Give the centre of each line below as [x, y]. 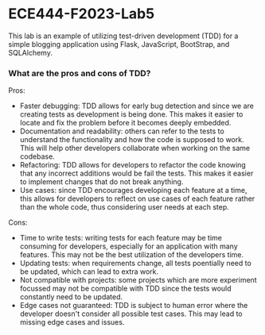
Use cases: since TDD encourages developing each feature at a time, [133, 191]
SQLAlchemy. [31, 52]
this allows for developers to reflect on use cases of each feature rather [137, 198]
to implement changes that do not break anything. [101, 182]
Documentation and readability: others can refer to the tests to [122, 131]
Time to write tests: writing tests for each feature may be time [121, 238]
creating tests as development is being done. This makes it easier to [131, 114]
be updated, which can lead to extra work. [89, 271]
